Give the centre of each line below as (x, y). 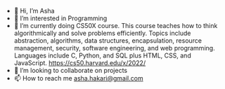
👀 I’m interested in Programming (60, 18)
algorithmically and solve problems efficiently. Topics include (102, 33)
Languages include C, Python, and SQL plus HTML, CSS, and (102, 55)
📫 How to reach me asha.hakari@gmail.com (78, 78)
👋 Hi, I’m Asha (34, 11)
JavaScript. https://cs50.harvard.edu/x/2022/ (80, 63)
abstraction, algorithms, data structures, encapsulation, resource (108, 41)
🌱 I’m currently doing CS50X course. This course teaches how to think (116, 26)
